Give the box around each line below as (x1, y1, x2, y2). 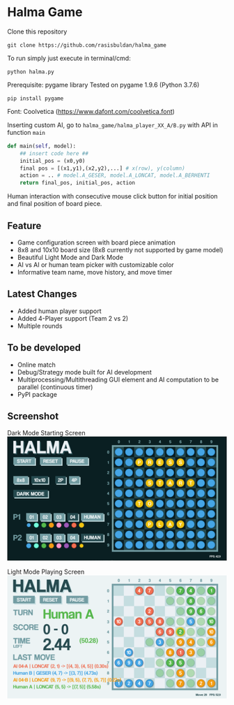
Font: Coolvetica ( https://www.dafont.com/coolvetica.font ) (7, 107, 175, 115)
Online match (17, 361, 56, 369)
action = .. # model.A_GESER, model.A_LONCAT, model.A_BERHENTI (19, 172, 210, 179)
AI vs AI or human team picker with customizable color (17, 261, 174, 269)
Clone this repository (7, 27, 68, 36)
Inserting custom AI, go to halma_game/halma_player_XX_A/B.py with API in (7, 120, 218, 129)
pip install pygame (7, 95, 64, 102)
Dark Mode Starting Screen (7, 429, 86, 437)
